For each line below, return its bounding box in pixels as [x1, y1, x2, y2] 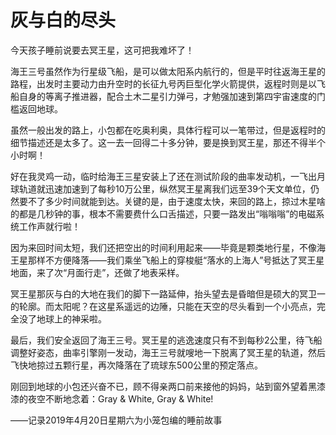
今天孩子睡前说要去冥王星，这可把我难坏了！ [10, 44, 195, 56]
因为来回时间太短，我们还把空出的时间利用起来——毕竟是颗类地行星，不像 [10, 241, 317, 253]
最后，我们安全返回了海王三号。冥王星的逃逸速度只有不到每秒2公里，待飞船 [10, 334, 323, 346]
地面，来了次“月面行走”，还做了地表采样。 [10, 266, 185, 278]
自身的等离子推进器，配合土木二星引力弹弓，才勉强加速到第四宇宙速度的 [18, 90, 317, 102]
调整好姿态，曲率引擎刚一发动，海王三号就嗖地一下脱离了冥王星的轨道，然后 [10, 346, 326, 358]
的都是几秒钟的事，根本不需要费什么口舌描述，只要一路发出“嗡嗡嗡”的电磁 [10, 207, 317, 220]
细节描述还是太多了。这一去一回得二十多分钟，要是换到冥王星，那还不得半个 [10, 136, 326, 148]
